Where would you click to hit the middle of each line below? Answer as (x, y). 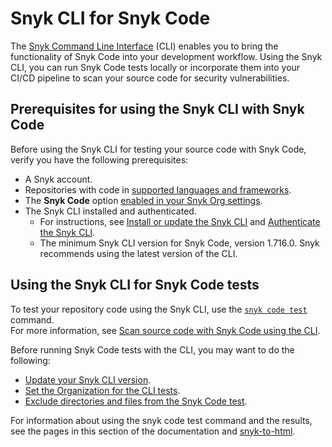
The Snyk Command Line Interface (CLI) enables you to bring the (144, 46)
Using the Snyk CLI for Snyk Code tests (135, 285)
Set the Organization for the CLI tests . (102, 390)
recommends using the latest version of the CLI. (138, 253)
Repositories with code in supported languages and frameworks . (158, 189)
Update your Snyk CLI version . (88, 379)
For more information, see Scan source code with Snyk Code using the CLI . (165, 330)
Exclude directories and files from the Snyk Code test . (136, 401)
